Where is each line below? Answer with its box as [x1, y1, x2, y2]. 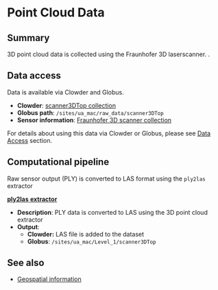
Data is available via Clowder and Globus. [7, 88, 125, 96]
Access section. [7, 136, 53, 144]
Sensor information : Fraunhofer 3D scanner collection [16, 116, 172, 124]
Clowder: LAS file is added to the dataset [27, 230, 145, 238]
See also [7, 257, 45, 269]
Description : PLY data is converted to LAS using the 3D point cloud [16, 208, 208, 216]
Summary [7, 32, 50, 44]
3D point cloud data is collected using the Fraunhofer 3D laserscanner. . [7, 50, 210, 58]
